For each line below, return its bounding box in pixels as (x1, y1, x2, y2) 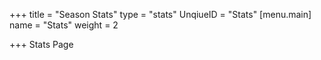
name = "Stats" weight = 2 (9, 19, 119, 31)
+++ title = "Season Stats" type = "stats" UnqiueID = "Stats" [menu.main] (9, 9, 312, 20)
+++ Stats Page (9, 39, 74, 50)
